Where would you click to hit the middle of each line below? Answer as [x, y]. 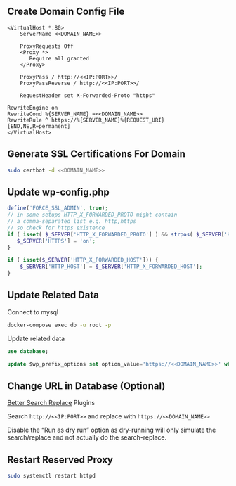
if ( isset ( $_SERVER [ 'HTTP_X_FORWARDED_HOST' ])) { [83, 260]
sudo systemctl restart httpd [52, 476]
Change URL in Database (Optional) [86, 386]
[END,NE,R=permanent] [39, 126]
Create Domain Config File [66, 12]
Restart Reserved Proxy [60, 460]
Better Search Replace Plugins [51, 403]
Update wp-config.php [59, 192]
